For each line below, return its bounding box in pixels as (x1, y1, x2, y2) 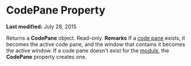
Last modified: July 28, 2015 (6, 23, 77, 30)
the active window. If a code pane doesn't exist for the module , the (6, 47, 170, 54)
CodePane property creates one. (6, 53, 87, 60)
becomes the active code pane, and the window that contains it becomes (6, 41, 186, 48)
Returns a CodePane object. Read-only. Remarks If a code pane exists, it (6, 34, 186, 41)
